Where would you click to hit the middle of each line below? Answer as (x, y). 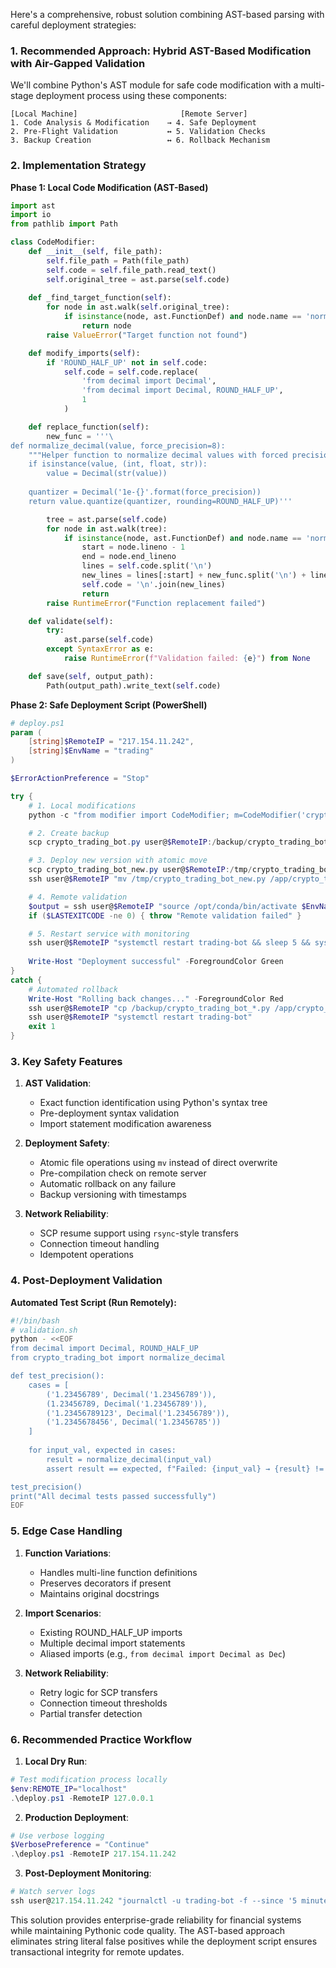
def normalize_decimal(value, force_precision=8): (118, 445)
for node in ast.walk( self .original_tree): (138, 307)
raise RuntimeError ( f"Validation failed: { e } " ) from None (187, 659)
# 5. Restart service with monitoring (109, 934)
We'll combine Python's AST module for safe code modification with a (154, 85)
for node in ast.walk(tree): (107, 529)
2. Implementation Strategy (78, 166)
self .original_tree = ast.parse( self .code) (138, 279)
